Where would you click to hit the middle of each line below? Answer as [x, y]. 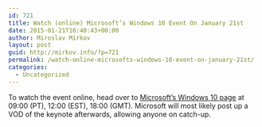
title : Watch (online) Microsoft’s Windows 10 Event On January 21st [126, 23]
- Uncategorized [42, 75]
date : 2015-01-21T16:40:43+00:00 [64, 30]
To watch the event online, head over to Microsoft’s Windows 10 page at [126, 97]
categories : [28, 67]
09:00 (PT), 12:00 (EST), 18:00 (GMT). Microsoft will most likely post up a [128, 106]
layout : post [30, 45]
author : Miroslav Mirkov [49, 38]
